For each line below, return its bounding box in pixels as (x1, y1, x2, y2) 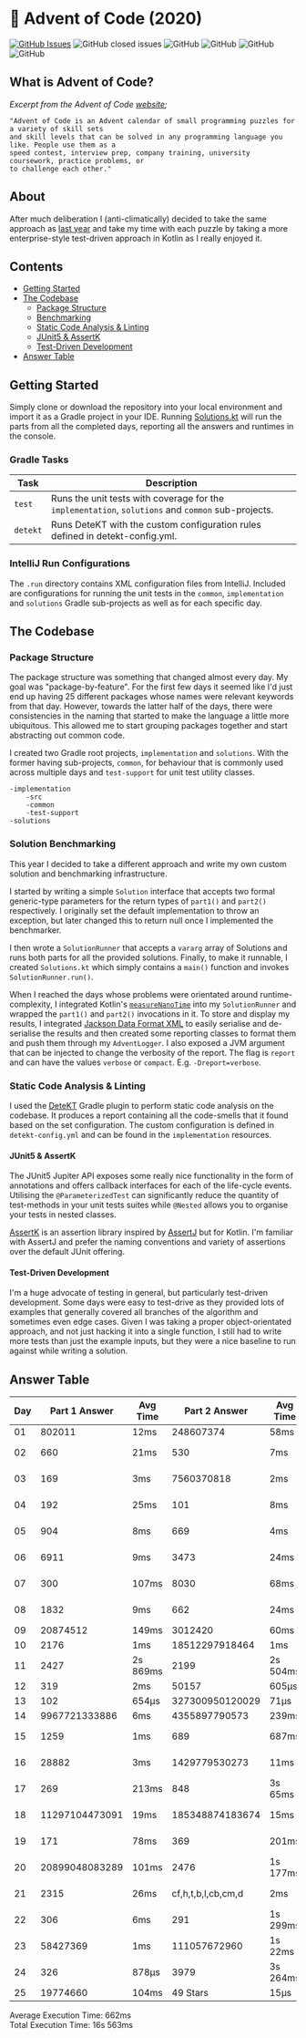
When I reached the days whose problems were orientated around (9, 988, 259, 999)
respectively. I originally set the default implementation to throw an (9, 905, 260, 916)
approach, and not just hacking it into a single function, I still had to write (9, 1326, 282, 1337)
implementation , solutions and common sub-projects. (51, 503, 274, 516)
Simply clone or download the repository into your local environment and (9, 401, 283, 413)
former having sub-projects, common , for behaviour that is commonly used (9, 757, 284, 769)
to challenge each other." (9, 164, 112, 173)
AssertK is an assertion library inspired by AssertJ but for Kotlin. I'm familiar (9, 1226, 294, 1238)
